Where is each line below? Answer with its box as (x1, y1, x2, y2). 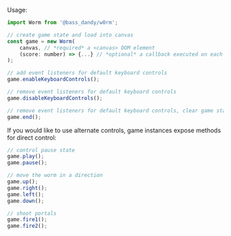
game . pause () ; (7, 160, 48, 167)
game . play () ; (7, 153, 45, 160)
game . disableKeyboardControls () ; (7, 94, 103, 102)
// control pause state (7, 147, 76, 153)
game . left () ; (7, 191, 45, 198)
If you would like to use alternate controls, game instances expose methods (7, 126, 221, 134)
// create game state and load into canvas (7, 31, 134, 39)
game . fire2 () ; (7, 223, 48, 230)
